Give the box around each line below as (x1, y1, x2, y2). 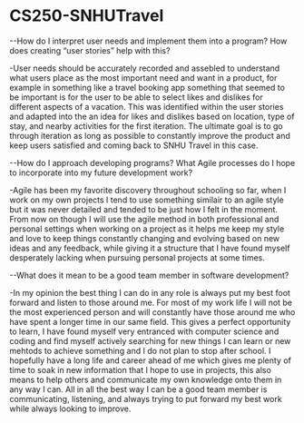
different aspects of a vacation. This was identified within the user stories (9, 101, 284, 112)
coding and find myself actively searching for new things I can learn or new (9, 335, 291, 346)
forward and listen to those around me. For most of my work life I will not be (9, 297, 293, 308)
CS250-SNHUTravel (9, 5, 164, 26)
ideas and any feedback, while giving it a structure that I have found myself (9, 242, 290, 253)
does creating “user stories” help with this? (9, 44, 171, 55)
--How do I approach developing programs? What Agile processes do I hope (9, 157, 296, 168)
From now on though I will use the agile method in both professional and (9, 213, 279, 224)
